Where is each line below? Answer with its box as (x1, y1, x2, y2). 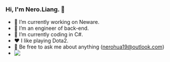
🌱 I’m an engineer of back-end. (13, 25, 89, 32)
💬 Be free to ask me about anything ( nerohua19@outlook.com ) (13, 43, 165, 50)
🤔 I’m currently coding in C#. (13, 31, 83, 38)
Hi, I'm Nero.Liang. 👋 (5, 5, 65, 13)
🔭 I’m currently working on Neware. (13, 19, 100, 26)
